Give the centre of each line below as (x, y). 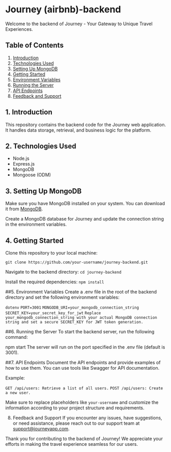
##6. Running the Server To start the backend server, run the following (80, 332)
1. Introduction (29, 112)
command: (17, 337)
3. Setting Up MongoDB (44, 191)
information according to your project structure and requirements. (75, 408)
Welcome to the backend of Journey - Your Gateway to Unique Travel (79, 24)
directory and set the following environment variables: (62, 297)
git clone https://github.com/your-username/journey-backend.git (77, 262)
